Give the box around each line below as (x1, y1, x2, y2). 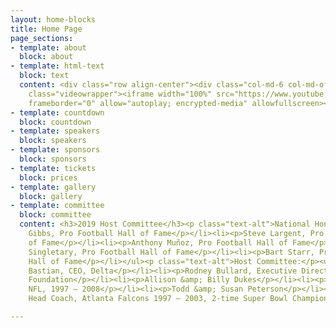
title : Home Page (10, 24, 83, 34)
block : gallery (19, 191, 83, 201)
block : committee (19, 210, 92, 220)
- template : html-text (10, 61, 105, 71)
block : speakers (19, 136, 87, 146)
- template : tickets (10, 163, 97, 173)
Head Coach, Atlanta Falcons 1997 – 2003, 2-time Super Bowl (28, 294, 288, 304)
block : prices (19, 172, 78, 183)
